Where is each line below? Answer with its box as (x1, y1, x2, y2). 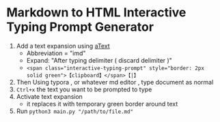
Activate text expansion (16, 92, 83, 100)
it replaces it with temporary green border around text (26, 100, 178, 108)
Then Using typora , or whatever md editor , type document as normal (16, 78, 214, 86)
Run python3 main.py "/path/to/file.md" (16, 107, 134, 115)
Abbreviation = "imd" (26, 49, 86, 57)
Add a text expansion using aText (16, 42, 110, 50)
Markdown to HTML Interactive (6, 5, 187, 20)
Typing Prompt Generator (6, 19, 154, 35)
